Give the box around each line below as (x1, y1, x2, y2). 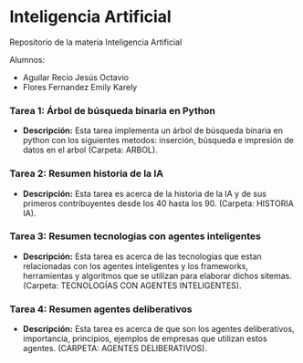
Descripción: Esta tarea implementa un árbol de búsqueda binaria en (22, 125, 284, 136)
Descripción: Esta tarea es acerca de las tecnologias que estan (22, 251, 262, 262)
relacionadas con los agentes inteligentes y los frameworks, (22, 260, 249, 271)
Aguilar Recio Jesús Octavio (22, 71, 130, 83)
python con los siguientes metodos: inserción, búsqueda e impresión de (22, 135, 294, 146)
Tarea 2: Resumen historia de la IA (9, 167, 164, 180)
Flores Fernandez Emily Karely (22, 81, 138, 92)
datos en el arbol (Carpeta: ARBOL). (22, 144, 158, 156)
